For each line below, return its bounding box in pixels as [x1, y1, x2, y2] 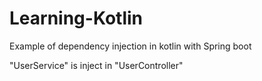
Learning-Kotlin [9, 7, 144, 30]
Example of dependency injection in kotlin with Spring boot [9, 40, 252, 52]
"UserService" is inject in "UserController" [9, 59, 184, 71]
